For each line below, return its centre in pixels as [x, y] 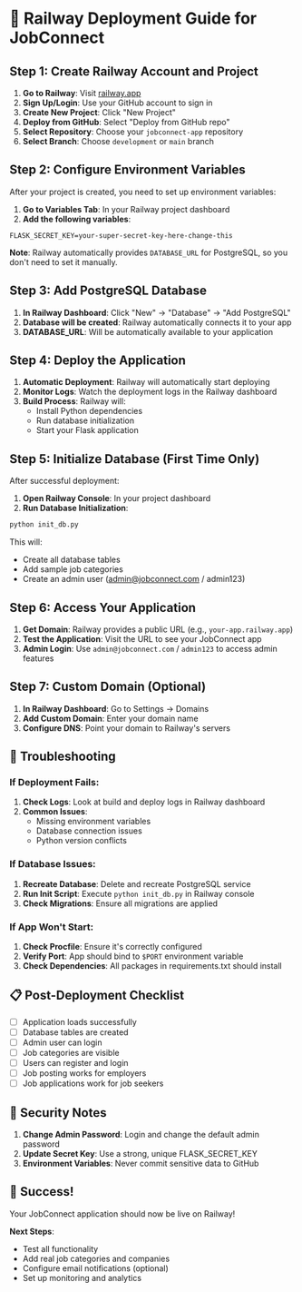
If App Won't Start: [51, 927]
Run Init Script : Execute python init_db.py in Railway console [138, 893]
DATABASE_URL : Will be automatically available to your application [148, 331]
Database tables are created [75, 1032]
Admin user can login [62, 1042]
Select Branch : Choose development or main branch [118, 141]
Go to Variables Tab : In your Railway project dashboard [126, 209]
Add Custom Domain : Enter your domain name [110, 718]
